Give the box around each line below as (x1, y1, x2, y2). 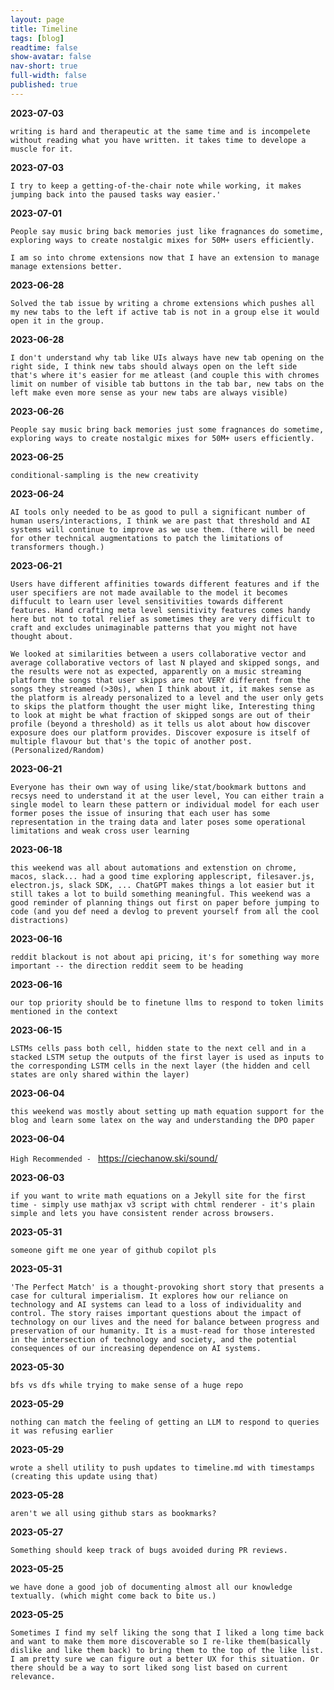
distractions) (10, 915, 70, 925)
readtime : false (10, 42, 78, 53)
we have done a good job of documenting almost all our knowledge (10, 1582, 293, 1592)
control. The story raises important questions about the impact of (10, 1308, 302, 1318)
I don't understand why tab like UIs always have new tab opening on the (10, 352, 325, 363)
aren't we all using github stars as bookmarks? (10, 1508, 217, 1518)
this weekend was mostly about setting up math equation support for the (10, 1106, 325, 1116)
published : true (10, 80, 78, 90)
